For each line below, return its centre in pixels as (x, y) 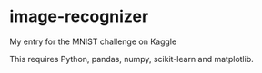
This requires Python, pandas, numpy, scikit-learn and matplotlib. (132, 59)
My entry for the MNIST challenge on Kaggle (93, 41)
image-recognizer (79, 17)
